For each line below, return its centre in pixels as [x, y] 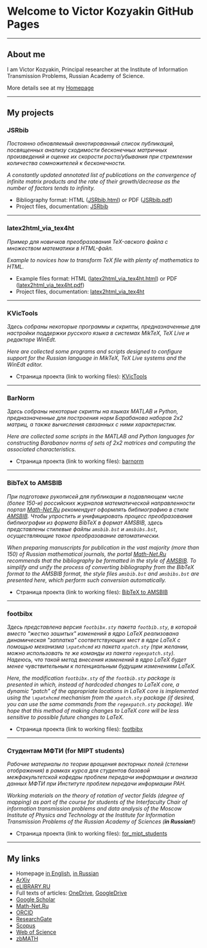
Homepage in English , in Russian [57, 874]
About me [26, 54]
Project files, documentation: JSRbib [62, 206]
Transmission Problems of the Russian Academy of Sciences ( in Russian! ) [101, 822]
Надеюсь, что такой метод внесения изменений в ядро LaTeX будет [97, 659]
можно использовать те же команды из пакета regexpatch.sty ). [91, 653]
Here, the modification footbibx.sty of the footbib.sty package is [91, 678]
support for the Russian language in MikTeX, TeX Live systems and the [96, 358]
